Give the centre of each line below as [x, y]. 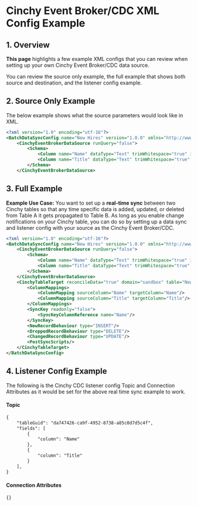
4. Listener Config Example [57, 371]
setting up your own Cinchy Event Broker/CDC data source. [78, 65]
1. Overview [28, 45]
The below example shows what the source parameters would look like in [95, 115]
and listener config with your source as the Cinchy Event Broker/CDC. [90, 227]
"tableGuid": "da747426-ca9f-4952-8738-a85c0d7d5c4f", [85, 423]
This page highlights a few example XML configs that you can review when [97, 59]
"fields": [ [31, 428]
